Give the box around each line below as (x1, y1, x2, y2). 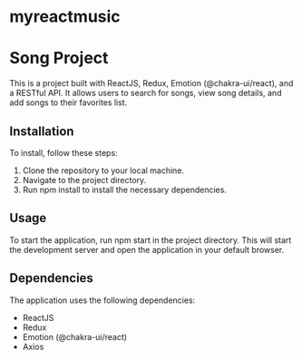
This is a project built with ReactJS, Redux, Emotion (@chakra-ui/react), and (9, 78, 294, 89)
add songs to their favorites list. (9, 97, 128, 108)
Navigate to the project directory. (22, 174, 147, 185)
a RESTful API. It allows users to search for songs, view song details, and (9, 88, 282, 99)
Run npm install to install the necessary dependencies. (22, 184, 227, 195)
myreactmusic (9, 6, 121, 27)
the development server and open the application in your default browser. (9, 244, 285, 255)
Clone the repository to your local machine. (22, 165, 184, 176)
